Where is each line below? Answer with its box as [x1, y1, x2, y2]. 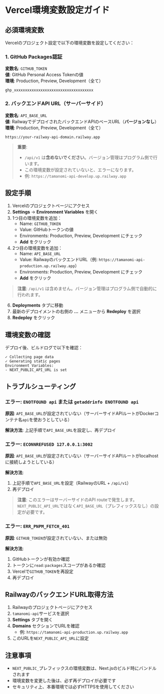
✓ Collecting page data [5, 355, 54, 360]
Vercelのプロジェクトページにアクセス [12, 203, 90, 209]
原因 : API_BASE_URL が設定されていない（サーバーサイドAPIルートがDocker [5, 410, 155, 416]
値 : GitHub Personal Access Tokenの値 [5, 72, 84, 78]
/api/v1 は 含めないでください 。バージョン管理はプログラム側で [24, 154, 154, 160]
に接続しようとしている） [5, 459, 57, 465]
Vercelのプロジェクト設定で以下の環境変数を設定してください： [5, 40, 134, 46]
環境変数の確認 [5, 330, 51, 339]
